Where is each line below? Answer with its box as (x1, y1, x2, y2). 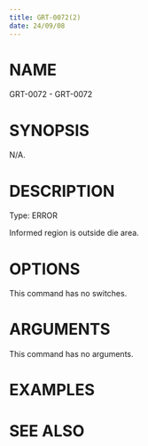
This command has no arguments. (9, 349, 134, 360)
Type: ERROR (9, 210, 58, 221)
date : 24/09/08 (9, 21, 66, 30)
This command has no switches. (9, 288, 128, 299)
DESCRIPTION (9, 181, 115, 201)
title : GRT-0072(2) (9, 12, 82, 22)
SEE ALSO (9, 420, 85, 441)
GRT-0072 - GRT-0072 (9, 89, 93, 100)
